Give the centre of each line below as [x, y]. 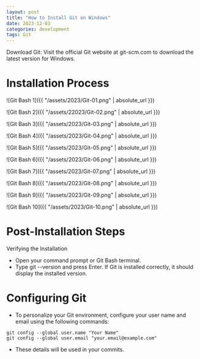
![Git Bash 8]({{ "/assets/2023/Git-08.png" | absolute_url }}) [82, 183]
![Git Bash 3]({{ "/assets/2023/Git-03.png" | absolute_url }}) [82, 124]
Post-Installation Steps [66, 231]
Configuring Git [46, 298]
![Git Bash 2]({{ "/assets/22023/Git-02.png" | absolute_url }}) [83, 112]
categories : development [38, 29]
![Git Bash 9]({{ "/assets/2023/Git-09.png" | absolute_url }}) [82, 195]
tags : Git [19, 35]
